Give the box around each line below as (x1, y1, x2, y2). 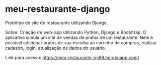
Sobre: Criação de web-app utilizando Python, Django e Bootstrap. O (5, 29, 147, 35)
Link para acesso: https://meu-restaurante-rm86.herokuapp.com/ (5, 54, 140, 60)
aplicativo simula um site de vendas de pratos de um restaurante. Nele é (5, 34, 153, 40)
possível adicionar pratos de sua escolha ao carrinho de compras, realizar (5, 39, 157, 45)
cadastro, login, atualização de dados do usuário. (5, 45, 106, 51)
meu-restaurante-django (5, 3, 110, 15)
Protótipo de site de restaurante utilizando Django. (5, 20, 108, 26)
